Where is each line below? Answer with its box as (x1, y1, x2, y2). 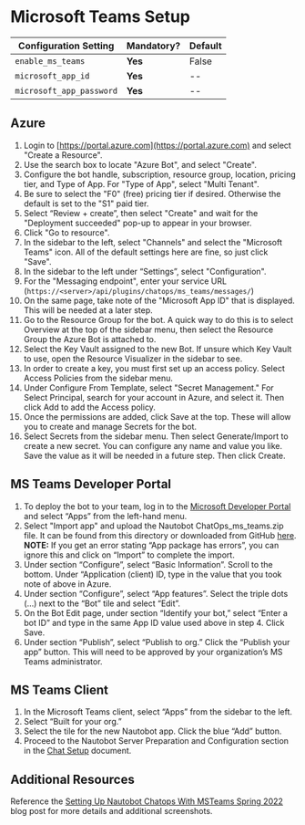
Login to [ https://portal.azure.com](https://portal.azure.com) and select (23, 140, 292, 151)
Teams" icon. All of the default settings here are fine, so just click (23, 246, 269, 257)
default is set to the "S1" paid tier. (23, 198, 149, 209)
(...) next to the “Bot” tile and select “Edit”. (23, 598, 181, 609)
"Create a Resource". (23, 149, 103, 161)
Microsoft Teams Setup (10, 6, 190, 27)
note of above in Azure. (23, 578, 112, 590)
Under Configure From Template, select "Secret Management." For (23, 381, 274, 393)
